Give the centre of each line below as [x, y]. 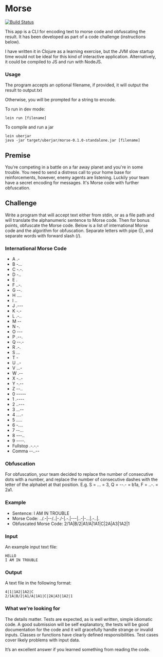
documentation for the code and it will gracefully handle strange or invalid [79, 629]
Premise [18, 155]
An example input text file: [31, 547]
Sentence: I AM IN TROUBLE [41, 513]
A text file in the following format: [38, 583]
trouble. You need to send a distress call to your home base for [68, 172]
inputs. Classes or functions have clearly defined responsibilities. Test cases [82, 635]
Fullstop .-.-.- [25, 446]
